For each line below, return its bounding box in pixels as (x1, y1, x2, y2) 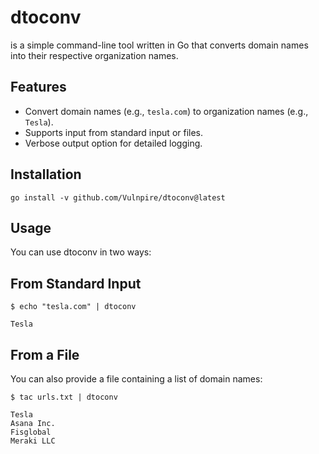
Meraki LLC (10, 436, 56, 446)
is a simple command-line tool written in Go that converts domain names (10, 39, 309, 51)
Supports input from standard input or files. (24, 126, 204, 138)
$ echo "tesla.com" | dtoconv (10, 302, 137, 312)
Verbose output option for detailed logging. (24, 137, 203, 149)
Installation (10, 166, 82, 183)
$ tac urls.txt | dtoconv (10, 392, 118, 402)
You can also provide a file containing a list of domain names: (10, 373, 263, 385)
